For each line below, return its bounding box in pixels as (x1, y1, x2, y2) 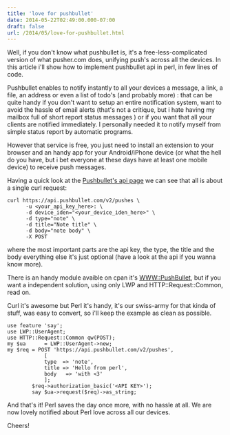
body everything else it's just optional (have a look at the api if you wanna (7, 253, 216, 261)
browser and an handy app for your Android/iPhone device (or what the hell (7, 148, 222, 157)
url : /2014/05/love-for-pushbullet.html (7, 29, 125, 37)
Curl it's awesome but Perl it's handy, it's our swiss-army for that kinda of (7, 302, 216, 310)
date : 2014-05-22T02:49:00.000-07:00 (7, 17, 116, 23)
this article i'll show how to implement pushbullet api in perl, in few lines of (7, 63, 218, 71)
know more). (7, 260, 43, 269)
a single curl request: (7, 184, 67, 192)
